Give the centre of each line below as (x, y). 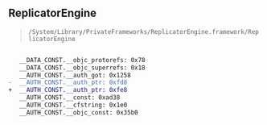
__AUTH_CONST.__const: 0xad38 (70, 98)
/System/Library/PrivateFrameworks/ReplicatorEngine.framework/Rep (143, 31)
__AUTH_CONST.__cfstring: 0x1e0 (73, 105)
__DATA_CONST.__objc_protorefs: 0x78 (82, 60)
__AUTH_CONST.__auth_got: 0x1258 (75, 75)
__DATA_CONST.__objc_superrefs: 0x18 (82, 68)
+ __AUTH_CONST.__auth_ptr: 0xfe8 (68, 90)
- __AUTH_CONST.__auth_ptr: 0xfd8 (68, 83)
